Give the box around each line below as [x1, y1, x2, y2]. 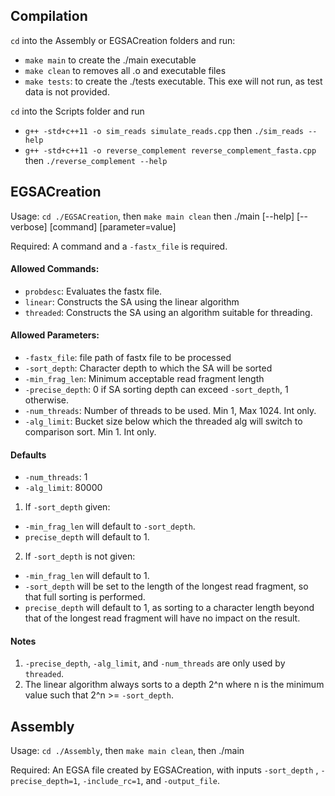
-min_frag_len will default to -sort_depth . [24, 520, 196, 533]
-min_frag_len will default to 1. [24, 570, 150, 582]
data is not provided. [24, 85, 110, 98]
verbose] [10, 220, 48, 233]
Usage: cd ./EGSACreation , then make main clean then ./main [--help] [10, 210, 295, 222]
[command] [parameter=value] [49, 220, 177, 233]
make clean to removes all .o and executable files [24, 64, 227, 76]
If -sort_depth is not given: [24, 550, 136, 563]
